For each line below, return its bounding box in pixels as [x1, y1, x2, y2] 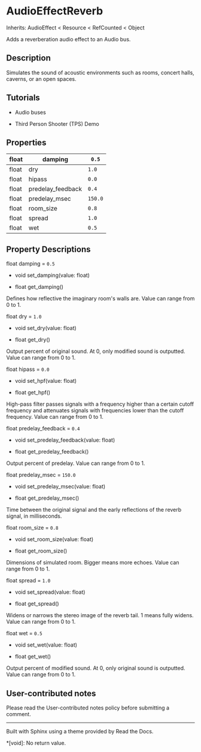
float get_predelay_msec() [14, 494, 80, 502]
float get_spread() [14, 600, 59, 608]
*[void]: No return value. [6, 739, 66, 747]
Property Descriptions [6, 244, 91, 254]
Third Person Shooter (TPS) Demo [14, 120, 100, 127]
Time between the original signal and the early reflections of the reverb [6, 506, 182, 514]
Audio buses [14, 108, 46, 116]
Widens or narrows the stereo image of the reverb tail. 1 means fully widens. [6, 612, 194, 619]
